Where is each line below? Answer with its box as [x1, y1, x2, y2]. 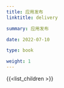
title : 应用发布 [6, 8, 43, 15]
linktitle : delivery [6, 15, 59, 21]
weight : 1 [6, 58, 31, 64]
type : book [6, 47, 34, 53]
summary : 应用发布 [6, 25, 50, 32]
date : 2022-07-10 [6, 36, 50, 42]
